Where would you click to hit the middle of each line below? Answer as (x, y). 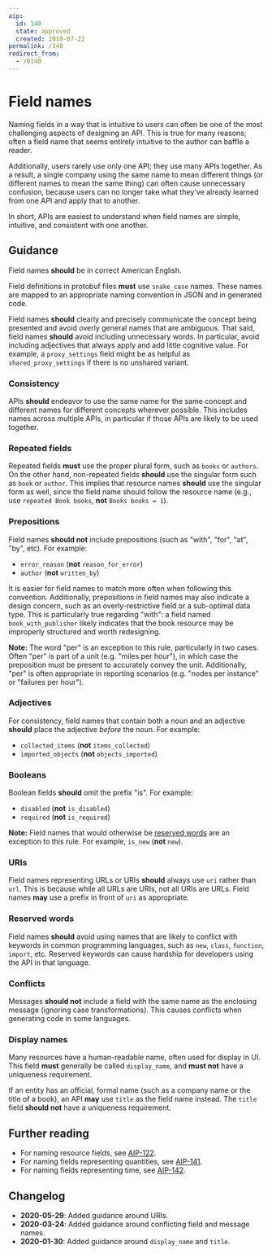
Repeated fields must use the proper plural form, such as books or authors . (134, 466)
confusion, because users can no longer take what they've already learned (134, 191)
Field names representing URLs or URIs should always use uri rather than (132, 880)
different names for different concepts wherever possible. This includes (128, 410)
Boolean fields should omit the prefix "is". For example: (101, 793)
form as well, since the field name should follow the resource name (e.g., (130, 492)
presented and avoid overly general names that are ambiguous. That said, (132, 327)
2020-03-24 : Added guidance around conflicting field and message (135, 1224)
